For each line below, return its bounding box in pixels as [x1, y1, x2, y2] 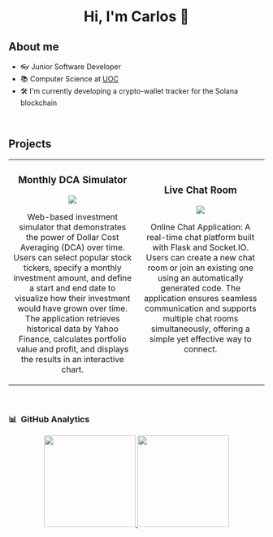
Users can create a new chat [145, 251, 256, 263]
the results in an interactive [20, 353, 124, 365]
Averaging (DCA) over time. [19, 242, 125, 253]
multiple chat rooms [162, 312, 239, 324]
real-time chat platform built [146, 231, 254, 242]
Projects [8, 138, 52, 151]
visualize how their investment [15, 292, 131, 303]
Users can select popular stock [13, 251, 132, 263]
